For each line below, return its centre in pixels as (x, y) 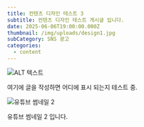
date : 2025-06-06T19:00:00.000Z (53, 26)
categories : (24, 46)
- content (27, 52)
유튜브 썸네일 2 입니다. (38, 116)
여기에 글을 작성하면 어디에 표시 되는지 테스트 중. (72, 87)
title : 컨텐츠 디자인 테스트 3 (45, 13)
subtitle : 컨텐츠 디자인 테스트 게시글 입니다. (66, 20)
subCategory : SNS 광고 (38, 39)
